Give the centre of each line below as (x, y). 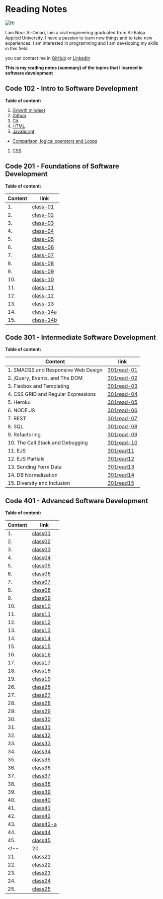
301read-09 (122, 435)
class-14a (44, 312)
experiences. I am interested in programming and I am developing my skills (82, 43)
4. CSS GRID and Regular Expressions (52, 394)
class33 (41, 743)
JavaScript (23, 131)
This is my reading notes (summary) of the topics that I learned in (74, 68)
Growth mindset (29, 110)
